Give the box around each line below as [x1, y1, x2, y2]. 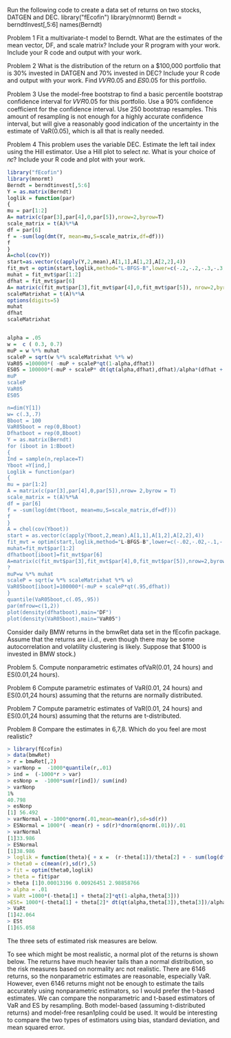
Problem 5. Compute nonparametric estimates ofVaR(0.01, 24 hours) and [7, 663, 213, 671]
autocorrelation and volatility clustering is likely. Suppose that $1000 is [7, 642, 207, 650]
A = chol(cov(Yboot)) [7, 526, 69, 533]
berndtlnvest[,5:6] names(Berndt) [7, 21, 102, 28]
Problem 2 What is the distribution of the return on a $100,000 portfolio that [7, 62, 221, 69]
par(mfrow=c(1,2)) [7, 602, 60, 609]
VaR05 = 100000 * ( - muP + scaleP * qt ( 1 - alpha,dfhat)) [7, 360, 155, 367]
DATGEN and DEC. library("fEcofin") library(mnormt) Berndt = [7, 13, 182, 21]
